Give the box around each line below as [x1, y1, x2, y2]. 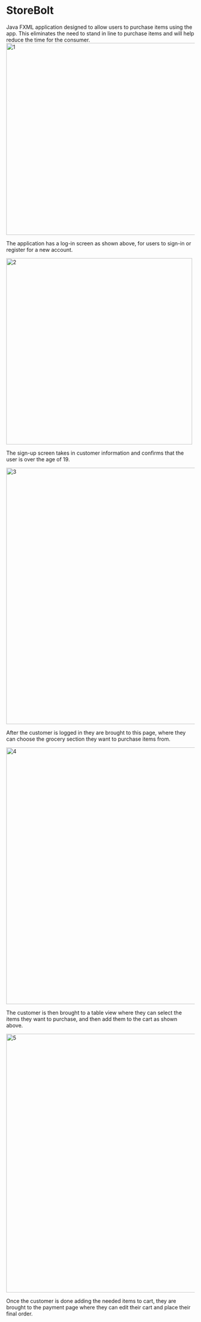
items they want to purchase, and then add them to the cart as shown [6, 1015, 178, 1023]
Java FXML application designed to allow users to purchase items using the [6, 23, 193, 31]
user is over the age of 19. [6, 455, 70, 462]
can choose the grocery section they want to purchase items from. [6, 735, 170, 743]
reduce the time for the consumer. [6, 36, 90, 43]
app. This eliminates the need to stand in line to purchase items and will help [6, 29, 194, 37]
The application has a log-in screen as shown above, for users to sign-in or [6, 239, 191, 247]
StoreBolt [6, 4, 54, 17]
